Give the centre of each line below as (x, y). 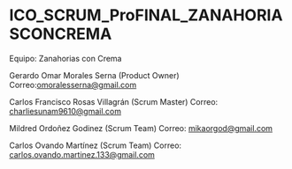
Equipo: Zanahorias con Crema (65, 58)
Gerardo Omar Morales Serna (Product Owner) (94, 75)
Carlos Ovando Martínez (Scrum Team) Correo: (96, 145)
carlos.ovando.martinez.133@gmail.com (82, 154)
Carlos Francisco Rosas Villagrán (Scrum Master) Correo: (114, 101)
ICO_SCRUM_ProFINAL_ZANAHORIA (146, 15)
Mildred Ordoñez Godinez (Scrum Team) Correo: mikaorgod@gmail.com (141, 128)
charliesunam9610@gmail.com (65, 111)
